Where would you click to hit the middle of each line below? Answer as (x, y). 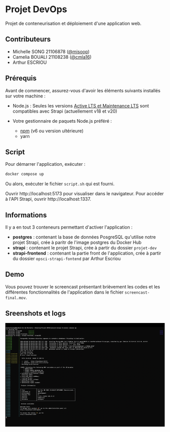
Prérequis (21, 78)
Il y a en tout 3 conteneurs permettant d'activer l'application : (69, 227)
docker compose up (25, 174)
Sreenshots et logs (35, 314)
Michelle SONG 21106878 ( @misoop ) (51, 51)
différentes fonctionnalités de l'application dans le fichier (65, 292)
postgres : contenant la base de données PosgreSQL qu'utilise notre (84, 237)
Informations (26, 215)
